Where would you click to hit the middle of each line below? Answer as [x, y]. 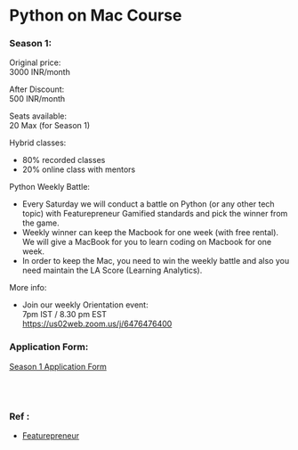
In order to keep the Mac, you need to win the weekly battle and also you [156, 261]
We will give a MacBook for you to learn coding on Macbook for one [147, 242]
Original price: [35, 62]
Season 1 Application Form [58, 366]
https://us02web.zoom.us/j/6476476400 [97, 324]
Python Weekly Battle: [50, 187]
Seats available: [38, 116]
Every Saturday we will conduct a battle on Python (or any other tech [148, 204]
